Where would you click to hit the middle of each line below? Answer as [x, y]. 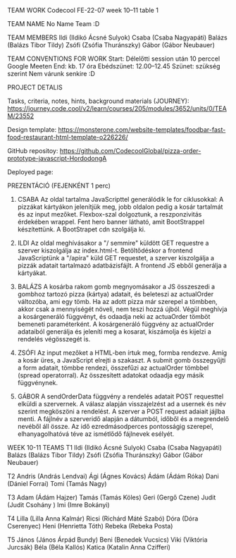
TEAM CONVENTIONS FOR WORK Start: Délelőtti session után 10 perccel [114, 59]
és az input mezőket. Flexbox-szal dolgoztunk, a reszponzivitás [110, 214]
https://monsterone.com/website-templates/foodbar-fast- [142, 129]
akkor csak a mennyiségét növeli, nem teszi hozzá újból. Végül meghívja [122, 309]
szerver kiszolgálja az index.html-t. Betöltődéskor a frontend [105, 250]
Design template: [32, 129]
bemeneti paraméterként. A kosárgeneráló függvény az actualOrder [116, 324]
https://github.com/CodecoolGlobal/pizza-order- [130, 151]
